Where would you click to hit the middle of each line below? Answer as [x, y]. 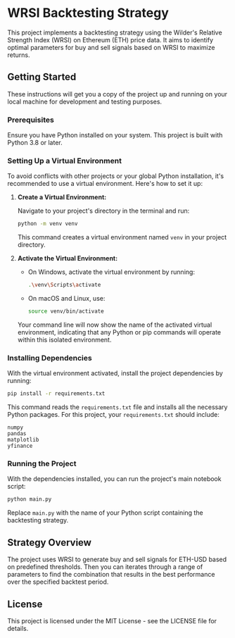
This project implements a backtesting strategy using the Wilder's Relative [115, 32]
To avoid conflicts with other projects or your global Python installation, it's [116, 176]
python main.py [30, 499]
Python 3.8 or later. [35, 143]
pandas [17, 434]
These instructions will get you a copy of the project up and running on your [117, 94]
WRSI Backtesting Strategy [88, 13]
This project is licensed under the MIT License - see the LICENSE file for [112, 620]
